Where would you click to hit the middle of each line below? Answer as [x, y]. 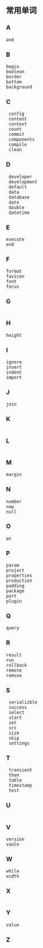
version [15, 839]
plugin [14, 601]
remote [14, 670]
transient [20, 770]
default [18, 187]
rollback [17, 665]
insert [14, 367]
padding [15, 586]
